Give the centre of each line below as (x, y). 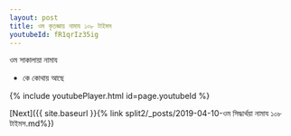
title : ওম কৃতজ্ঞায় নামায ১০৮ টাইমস (61, 26)
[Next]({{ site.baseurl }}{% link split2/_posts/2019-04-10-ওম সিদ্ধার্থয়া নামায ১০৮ (146, 113)
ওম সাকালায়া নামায (33, 60)
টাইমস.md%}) (32, 123)
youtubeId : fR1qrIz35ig (54, 34)
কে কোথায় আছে (43, 78)
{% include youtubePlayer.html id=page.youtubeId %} (110, 96)
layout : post (34, 18)
